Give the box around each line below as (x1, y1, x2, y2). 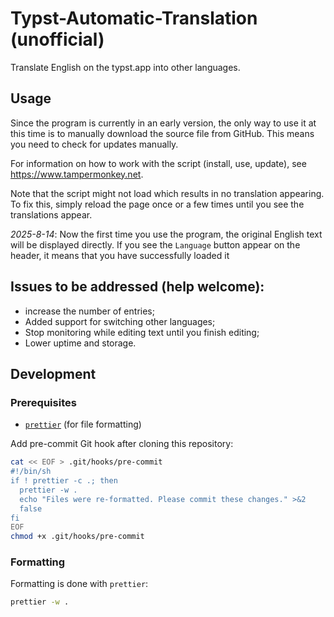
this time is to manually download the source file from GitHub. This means (10, 127, 315, 139)
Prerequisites (10, 395, 77, 409)
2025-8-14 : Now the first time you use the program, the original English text (10, 228, 323, 240)
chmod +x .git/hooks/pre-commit (10, 532, 145, 542)
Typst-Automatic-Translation (10, 7, 258, 30)
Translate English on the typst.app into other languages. (10, 61, 241, 73)
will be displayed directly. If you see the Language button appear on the (10, 238, 301, 251)
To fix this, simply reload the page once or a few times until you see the (10, 198, 305, 210)
